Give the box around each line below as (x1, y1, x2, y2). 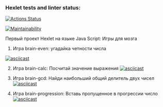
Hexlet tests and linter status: (5, 4, 81, 11)
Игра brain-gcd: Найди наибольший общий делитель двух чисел (12, 75, 154, 81)
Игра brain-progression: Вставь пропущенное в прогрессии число (12, 91, 158, 97)
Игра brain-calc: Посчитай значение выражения (12, 66, 119, 72)
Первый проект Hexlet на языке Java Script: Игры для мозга (5, 35, 137, 42)
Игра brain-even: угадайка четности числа (12, 46, 106, 52)
